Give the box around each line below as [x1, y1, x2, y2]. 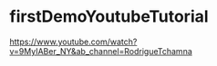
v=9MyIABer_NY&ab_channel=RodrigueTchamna [9, 45, 193, 56]
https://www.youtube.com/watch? [9, 36, 138, 47]
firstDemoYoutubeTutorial [9, 6, 209, 27]
